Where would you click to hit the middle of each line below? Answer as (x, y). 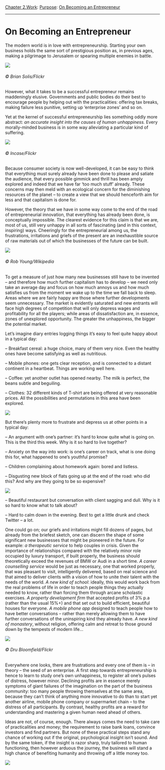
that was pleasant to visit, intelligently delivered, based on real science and (81, 571)
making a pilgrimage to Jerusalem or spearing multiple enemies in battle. (79, 56)
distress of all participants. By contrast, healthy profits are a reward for (77, 707)
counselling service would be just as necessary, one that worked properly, (80, 566)
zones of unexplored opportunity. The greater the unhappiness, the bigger (80, 319)
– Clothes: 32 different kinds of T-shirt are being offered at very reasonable (81, 393)
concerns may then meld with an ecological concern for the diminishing (78, 189)
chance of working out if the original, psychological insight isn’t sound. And (81, 737)
